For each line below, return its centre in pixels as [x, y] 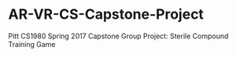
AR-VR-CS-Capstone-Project [106, 14]
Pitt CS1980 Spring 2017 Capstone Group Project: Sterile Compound [118, 36]
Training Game [32, 44]
